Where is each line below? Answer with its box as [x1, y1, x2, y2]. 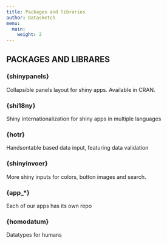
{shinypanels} [6, 72, 50, 81]
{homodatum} [6, 217, 49, 226]
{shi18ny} [6, 101, 36, 110]
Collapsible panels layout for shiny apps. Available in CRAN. [6, 86, 156, 93]
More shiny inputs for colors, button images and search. [6, 173, 147, 180]
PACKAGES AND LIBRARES [6, 54, 111, 64]
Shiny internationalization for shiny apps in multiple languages [6, 115, 162, 122]
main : [12, 26, 26, 32]
